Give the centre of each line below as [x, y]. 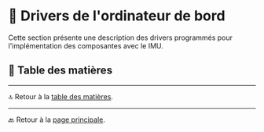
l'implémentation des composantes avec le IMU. [86, 45]
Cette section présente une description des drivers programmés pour [121, 37]
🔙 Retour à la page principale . [57, 120]
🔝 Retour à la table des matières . [61, 96]
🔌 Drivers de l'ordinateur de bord [117, 16]
